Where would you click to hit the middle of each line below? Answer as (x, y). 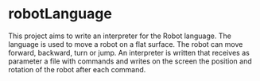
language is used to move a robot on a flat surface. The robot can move (126, 44)
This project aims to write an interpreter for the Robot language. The (120, 36)
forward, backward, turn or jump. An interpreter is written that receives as (129, 52)
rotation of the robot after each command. (77, 69)
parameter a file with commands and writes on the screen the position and (130, 61)
